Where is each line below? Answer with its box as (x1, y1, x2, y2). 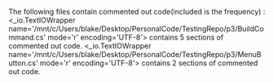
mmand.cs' (8, 32, 46, 42)
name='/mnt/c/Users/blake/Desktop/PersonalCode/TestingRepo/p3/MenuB (8, 50, 262, 59)
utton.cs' (8, 58, 38, 68)
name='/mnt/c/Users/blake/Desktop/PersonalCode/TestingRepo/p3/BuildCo (8, 24, 265, 33)
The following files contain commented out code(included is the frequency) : (8, 7, 266, 16)
